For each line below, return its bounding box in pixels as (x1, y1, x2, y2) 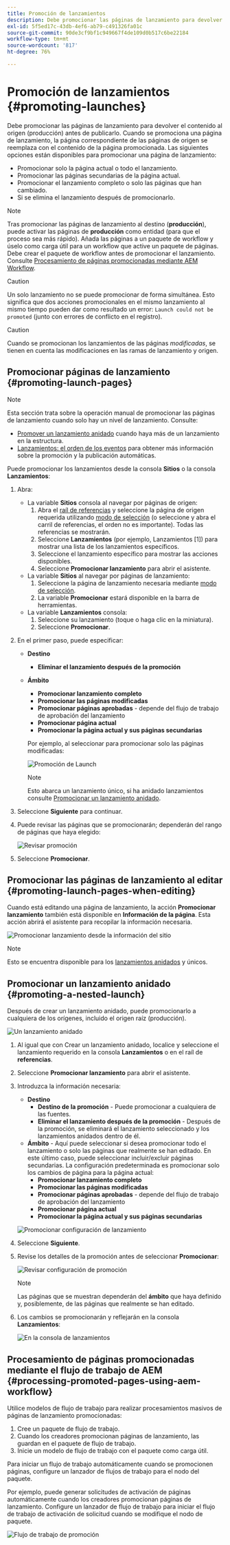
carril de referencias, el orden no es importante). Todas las (37, 520, 204, 528)
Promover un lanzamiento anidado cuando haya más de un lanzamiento (16, 429, 220, 437)
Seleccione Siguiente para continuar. (16, 807, 123, 815)
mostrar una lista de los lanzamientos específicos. (37, 542, 180, 550)
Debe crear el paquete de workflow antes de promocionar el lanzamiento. (7, 249, 216, 257)
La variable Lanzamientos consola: (27, 608, 128, 616)
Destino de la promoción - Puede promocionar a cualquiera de (37, 1103, 216, 1111)
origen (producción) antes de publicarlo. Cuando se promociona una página (7, 129, 222, 137)
